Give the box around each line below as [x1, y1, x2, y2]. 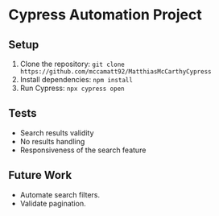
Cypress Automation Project [8, 6, 203, 24]
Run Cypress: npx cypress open [19, 83, 125, 93]
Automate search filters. [19, 189, 101, 199]
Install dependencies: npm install [19, 75, 133, 84]
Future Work [8, 168, 72, 182]
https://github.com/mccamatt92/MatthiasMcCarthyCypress [19, 68, 212, 76]
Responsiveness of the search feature [19, 145, 147, 155]
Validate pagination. [19, 198, 86, 208]
